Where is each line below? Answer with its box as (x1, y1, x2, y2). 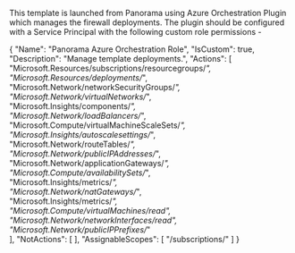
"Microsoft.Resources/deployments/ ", (9, 72, 148, 83)
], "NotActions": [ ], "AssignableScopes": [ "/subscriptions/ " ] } (9, 234, 240, 244)
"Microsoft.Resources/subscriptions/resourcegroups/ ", (9, 63, 212, 73)
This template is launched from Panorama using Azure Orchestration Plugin (9, 8, 287, 18)
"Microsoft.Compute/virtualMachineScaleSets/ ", (9, 120, 186, 131)
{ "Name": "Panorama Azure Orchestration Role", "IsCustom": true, (9, 44, 255, 55)
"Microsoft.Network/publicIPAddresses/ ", (9, 148, 161, 159)
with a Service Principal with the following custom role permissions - (9, 27, 262, 37)
